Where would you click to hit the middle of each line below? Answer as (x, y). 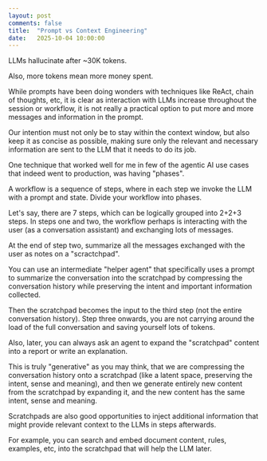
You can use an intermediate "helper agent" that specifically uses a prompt (132, 269)
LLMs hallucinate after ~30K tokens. (68, 61)
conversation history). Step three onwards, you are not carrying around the (132, 319)
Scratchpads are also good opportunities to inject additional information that (133, 416)
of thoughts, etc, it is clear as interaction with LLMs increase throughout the (133, 100)
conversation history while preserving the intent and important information (130, 286)
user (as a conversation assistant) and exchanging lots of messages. (121, 230)
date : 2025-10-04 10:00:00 (57, 38)
